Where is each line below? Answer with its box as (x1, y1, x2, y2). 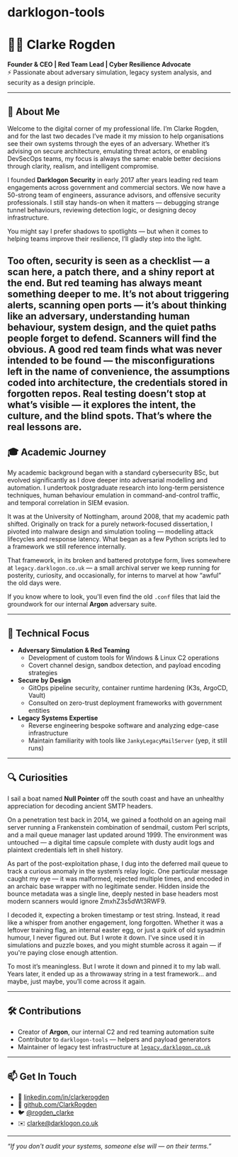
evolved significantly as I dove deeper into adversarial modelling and (7, 476, 208, 485)
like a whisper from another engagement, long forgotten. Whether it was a (7, 918, 224, 927)
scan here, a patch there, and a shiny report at (7, 266, 215, 278)
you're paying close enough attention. (7, 948, 118, 956)
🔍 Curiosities (7, 772, 69, 784)
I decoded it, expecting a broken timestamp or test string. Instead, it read (7, 910, 220, 919)
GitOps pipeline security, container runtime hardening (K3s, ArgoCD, (28, 683, 228, 692)
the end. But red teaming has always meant (7, 277, 203, 289)
